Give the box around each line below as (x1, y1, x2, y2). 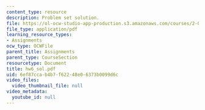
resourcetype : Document (6, 60, 67, 66)
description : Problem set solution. (6, 15, 99, 21)
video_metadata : (6, 89, 48, 95)
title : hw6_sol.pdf (6, 65, 56, 72)
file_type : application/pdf (6, 26, 78, 32)
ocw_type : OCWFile (6, 43, 53, 50)
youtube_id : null (12, 94, 56, 100)
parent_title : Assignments (6, 49, 75, 55)
